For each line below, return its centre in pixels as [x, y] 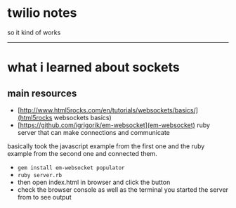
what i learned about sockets [94, 67]
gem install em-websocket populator [71, 168]
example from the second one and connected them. [83, 153]
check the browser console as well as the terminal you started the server [123, 189]
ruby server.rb [40, 175]
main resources [42, 93]
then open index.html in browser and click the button [94, 182]
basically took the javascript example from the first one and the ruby [106, 146]
